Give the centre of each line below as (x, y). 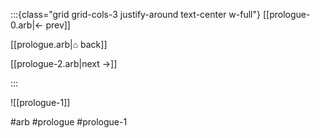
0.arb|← (27, 25)
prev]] (58, 25)
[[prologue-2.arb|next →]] (64, 63)
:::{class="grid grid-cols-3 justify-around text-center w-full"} (135, 14)
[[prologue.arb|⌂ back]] (59, 44)
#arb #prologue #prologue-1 (69, 122)
